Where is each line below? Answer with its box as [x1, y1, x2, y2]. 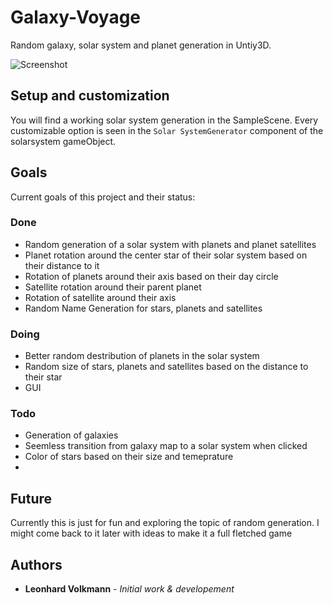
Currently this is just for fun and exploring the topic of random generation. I [10, 517, 320, 529]
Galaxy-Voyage [10, 6, 142, 29]
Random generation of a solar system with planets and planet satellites [24, 238, 317, 250]
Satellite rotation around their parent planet [24, 281, 202, 293]
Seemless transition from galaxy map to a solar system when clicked [24, 440, 308, 452]
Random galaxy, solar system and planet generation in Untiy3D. [10, 39, 272, 51]
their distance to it [24, 259, 100, 271]
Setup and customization [10, 87, 170, 105]
